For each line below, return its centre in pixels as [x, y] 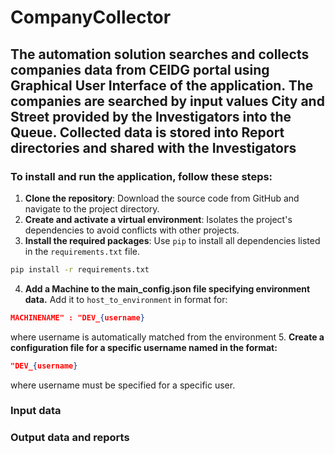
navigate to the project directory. [92, 208]
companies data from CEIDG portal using [140, 69]
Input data [36, 411]
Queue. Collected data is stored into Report [147, 132]
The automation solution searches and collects [160, 54]
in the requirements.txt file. [82, 251]
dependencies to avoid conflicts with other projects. [132, 230]
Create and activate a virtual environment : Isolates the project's [158, 219]
